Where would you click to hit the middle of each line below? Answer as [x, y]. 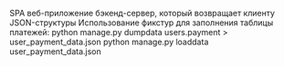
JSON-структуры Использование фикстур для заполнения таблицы [142, 23]
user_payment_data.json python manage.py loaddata [109, 42]
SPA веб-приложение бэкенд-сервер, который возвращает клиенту [142, 13]
